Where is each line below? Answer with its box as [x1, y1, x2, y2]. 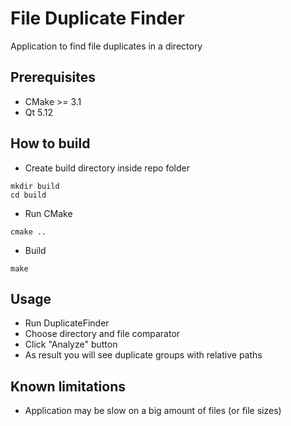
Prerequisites [10, 69, 96, 86]
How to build [10, 135, 91, 152]
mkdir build [10, 181, 60, 191]
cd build [10, 190, 47, 200]
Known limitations [10, 378, 126, 395]
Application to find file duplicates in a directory [10, 40, 203, 52]
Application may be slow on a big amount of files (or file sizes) [24, 405, 282, 417]
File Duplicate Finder [10, 7, 185, 30]
